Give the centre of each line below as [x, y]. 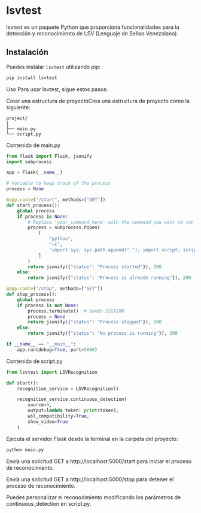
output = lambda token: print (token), [73, 411]
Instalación [28, 52]
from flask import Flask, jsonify [49, 156]
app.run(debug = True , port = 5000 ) [57, 349]
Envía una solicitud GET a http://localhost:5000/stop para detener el [90, 479]
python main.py [25, 450]
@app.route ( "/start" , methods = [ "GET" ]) [56, 200]
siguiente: [19, 107]
